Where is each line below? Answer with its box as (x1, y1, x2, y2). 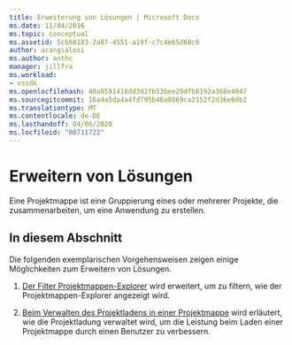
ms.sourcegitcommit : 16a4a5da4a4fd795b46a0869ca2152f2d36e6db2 (9, 95, 248, 104)
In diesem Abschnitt (9, 231, 122, 246)
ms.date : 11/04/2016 (9, 21, 86, 30)
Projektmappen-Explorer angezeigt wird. (21, 289, 171, 301)
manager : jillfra (9, 63, 73, 72)
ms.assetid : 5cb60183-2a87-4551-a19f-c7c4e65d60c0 (9, 37, 200, 47)
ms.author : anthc (9, 54, 73, 63)
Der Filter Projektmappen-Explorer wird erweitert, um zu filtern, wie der (21, 280, 282, 291)
